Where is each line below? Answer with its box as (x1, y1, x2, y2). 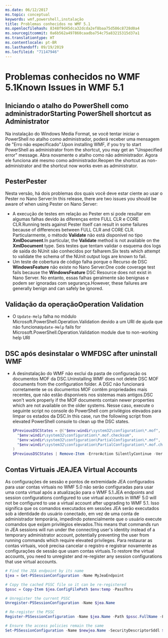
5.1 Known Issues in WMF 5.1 (5, 81, 124, 93)
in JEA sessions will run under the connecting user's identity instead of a (5, 527, 155, 533)
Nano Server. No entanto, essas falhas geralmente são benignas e (12, 275, 149, 281)
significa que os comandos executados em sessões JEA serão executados (5, 505, 159, 511)
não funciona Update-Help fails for (12, 324, 81, 330)
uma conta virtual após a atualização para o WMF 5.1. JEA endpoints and (5, 489, 154, 495)
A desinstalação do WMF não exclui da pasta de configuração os (12, 370, 146, 376)
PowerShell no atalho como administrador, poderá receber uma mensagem (5, 136, 160, 142)
